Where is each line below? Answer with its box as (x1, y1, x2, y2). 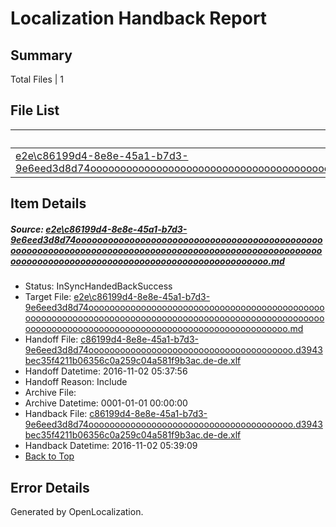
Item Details (10, 195, 87, 212)
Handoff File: (24, 333, 79, 346)
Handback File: (24, 408, 88, 420)
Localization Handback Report (10, 7, 268, 30)
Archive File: (24, 387, 77, 399)
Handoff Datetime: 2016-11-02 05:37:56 (24, 365, 188, 377)
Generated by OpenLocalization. (10, 505, 144, 517)
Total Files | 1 (10, 73, 64, 85)
